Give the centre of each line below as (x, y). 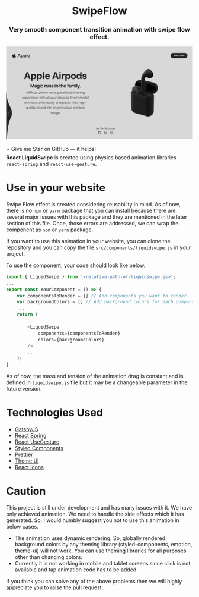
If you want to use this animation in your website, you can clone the (88, 241)
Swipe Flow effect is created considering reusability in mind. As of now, (93, 204)
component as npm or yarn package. (50, 230)
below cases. (22, 526)
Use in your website (56, 188)
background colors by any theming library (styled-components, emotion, (103, 544)
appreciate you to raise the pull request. (55, 587)
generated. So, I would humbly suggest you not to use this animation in (93, 520)
